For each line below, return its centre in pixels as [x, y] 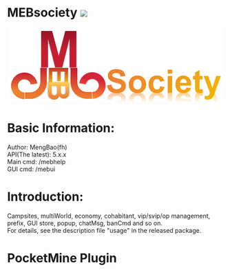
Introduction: [45, 197]
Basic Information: [61, 128]
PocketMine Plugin [62, 258]
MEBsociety [42, 13]
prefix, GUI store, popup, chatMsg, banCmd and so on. [85, 223]
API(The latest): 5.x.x [37, 154]
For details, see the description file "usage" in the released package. [104, 230]
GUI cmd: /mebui [31, 169]
